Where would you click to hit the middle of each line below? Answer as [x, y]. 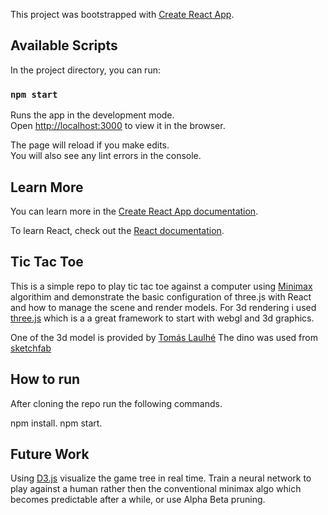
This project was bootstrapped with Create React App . [122, 14]
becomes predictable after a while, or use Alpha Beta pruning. [138, 500]
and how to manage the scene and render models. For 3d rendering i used [163, 307]
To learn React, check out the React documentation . [117, 230]
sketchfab [31, 348]
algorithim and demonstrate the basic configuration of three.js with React [161, 296]
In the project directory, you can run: [85, 70]
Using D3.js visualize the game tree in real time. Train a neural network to [161, 478]
